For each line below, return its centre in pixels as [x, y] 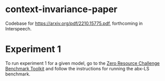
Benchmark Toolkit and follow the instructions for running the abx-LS [77, 68]
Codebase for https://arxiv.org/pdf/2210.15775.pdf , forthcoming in [74, 23]
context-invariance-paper [61, 9]
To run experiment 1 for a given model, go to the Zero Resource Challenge [82, 63]
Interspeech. [19, 28]
